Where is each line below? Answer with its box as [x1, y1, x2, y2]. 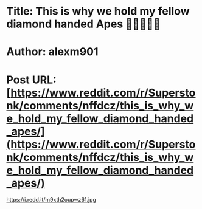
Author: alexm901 [6, 45, 99, 59]
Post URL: [6, 73, 57, 86]
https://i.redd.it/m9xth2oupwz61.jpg [6, 196, 96, 204]
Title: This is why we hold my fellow [6, 4, 190, 18]
